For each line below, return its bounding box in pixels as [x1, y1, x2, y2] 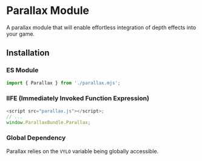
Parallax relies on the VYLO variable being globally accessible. [6, 147, 159, 155]
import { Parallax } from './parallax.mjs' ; [6, 80, 121, 86]
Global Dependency [6, 134, 66, 142]
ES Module [6, 66, 39, 75]
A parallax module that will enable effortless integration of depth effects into [6, 24, 197, 31]
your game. [6, 30, 35, 37]
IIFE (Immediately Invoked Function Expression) [6, 94, 150, 103]
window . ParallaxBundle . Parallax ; [6, 119, 91, 125]
